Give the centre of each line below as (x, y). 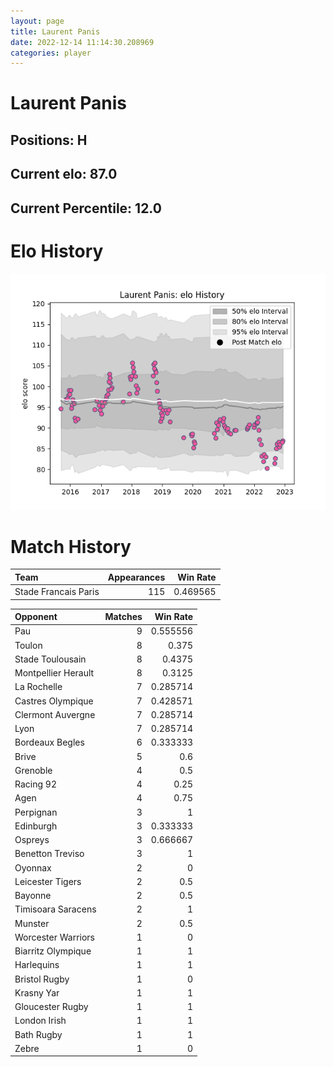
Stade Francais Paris (57, 592)
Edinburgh (36, 826)
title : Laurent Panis (55, 31)
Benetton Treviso (49, 854)
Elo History (57, 251)
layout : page (37, 21)
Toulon (28, 645)
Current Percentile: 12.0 (86, 208)
